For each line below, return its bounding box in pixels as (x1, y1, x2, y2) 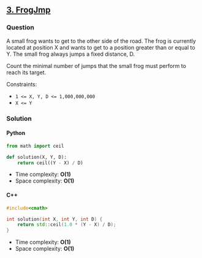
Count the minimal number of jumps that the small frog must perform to (6, 62, 187, 69)
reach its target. (6, 69, 47, 76)
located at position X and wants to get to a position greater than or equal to (6, 44, 196, 51)
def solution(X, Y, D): (6, 154, 67, 160)
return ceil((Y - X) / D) (17, 159, 84, 166)
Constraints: (6, 80, 37, 88)
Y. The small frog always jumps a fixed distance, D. (6, 50, 135, 58)
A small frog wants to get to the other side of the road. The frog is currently (6, 37, 196, 45)
